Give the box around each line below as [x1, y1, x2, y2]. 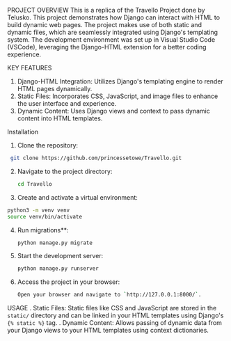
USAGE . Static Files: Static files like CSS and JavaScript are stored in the [7, 304, 217, 312]
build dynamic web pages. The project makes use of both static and [7, 21, 202, 29]
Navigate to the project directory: [17, 167, 113, 175]
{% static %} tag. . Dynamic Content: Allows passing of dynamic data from [7, 319, 223, 327]
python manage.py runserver [17, 265, 99, 272]
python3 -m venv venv [7, 207, 70, 214]
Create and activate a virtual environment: [17, 193, 138, 201]
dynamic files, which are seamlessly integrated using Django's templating [7, 28, 218, 36]
